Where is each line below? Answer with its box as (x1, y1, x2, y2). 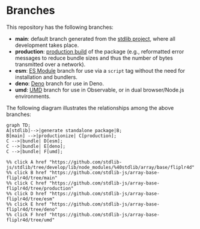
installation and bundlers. (14, 73, 78, 81)
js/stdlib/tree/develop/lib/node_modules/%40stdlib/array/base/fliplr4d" (6, 164, 195, 170)
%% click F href (6, 212, 47, 218)
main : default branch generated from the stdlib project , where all (14, 35, 176, 42)
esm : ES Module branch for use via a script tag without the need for (14, 67, 185, 74)
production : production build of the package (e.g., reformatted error (14, 47, 184, 55)
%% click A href (6, 159, 47, 165)
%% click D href (6, 191, 47, 197)
